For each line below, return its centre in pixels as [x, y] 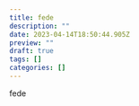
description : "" [39, 26]
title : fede [31, 18]
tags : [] [26, 59]
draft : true [31, 51]
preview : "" [31, 43]
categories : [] [38, 68]
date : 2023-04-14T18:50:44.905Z [69, 34]
